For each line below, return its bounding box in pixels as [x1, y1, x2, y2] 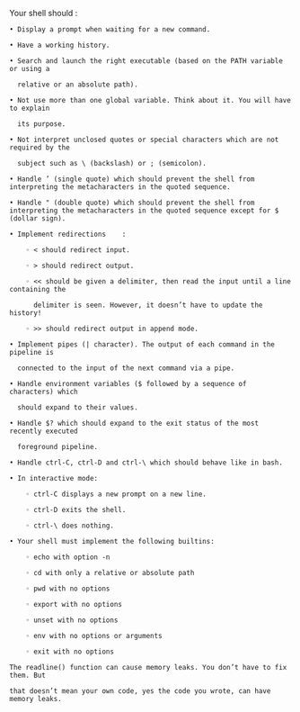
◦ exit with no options [25, 647, 115, 656]
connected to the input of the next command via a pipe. [17, 364, 235, 373]
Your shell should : [9, 8, 78, 18]
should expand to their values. [17, 403, 139, 412]
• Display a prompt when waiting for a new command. [9, 25, 211, 34]
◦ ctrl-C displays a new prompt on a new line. [25, 490, 207, 499]
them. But [9, 671, 47, 680]
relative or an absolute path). [17, 80, 139, 89]
